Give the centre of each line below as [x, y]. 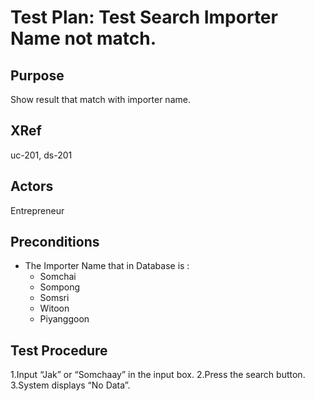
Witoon [54, 308]
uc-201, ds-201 [41, 155]
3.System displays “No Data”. [70, 385]
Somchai [58, 277]
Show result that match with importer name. [100, 99]
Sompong [60, 287]
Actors [32, 186]
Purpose [37, 75]
